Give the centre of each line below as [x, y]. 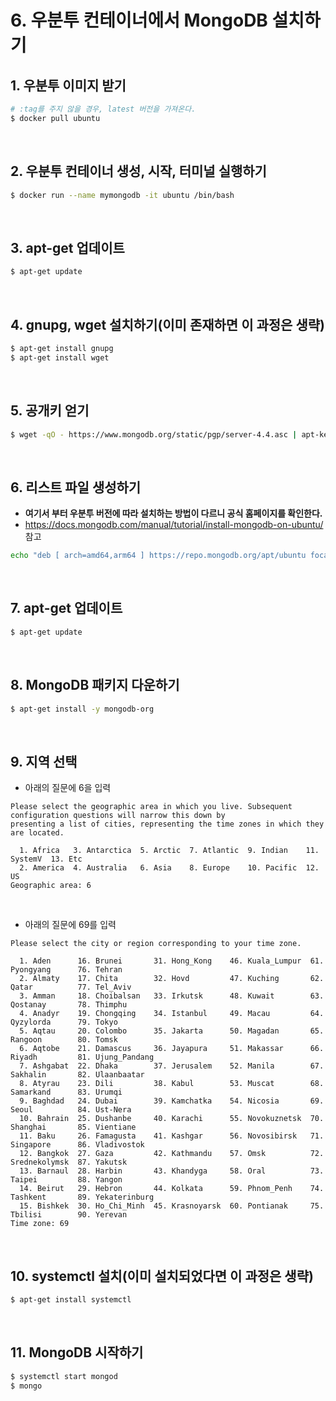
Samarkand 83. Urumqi [66, 1092]
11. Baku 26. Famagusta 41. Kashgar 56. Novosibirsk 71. [172, 1136]
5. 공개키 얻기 [50, 411]
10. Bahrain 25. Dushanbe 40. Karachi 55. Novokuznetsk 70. [172, 1119]
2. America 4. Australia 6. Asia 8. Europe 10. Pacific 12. [169, 868]
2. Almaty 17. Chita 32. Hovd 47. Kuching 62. [172, 979]
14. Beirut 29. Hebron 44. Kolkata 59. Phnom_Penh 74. [172, 1189]
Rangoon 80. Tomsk [64, 1040]
